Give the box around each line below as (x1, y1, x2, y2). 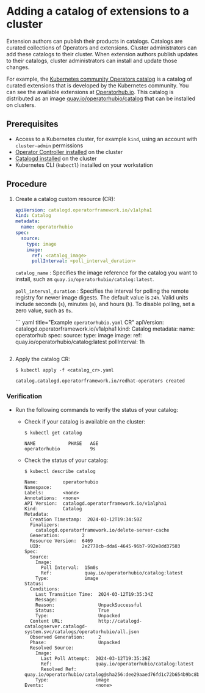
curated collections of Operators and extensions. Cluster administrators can (6, 44, 197, 51)
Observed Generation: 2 (29, 634, 102, 640)
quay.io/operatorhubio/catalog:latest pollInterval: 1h (15, 338, 145, 346)
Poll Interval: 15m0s (40, 564, 99, 571)
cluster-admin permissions (15, 142, 84, 149)
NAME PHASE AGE (24, 440, 99, 447)
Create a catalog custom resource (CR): (15, 195, 115, 202)
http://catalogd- (98, 618, 142, 624)
